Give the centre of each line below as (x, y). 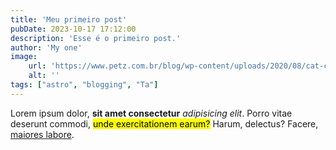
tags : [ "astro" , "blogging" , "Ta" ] (84, 85)
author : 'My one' (46, 47)
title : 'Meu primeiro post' (69, 19)
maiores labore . (42, 134)
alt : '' (44, 76)
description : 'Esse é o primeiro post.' (96, 38)
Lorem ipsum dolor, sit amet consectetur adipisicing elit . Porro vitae (151, 113)
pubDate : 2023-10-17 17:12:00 (73, 29)
